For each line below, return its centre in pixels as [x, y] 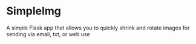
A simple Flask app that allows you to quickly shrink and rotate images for [98, 28]
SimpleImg [34, 11]
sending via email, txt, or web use [48, 34]
